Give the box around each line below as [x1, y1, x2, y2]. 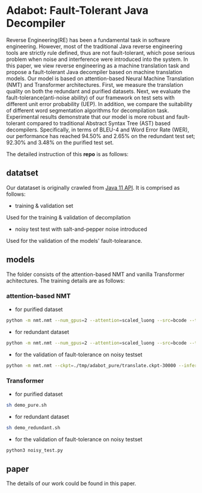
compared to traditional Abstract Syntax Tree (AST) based [26, 119, 171, 127]
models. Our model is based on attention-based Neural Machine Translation [6, 75, 194, 82]
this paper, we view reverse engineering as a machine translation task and [6, 61, 190, 69]
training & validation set [14, 202, 73, 209]
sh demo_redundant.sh [6, 424, 61, 431]
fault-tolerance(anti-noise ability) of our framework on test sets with [6, 94, 175, 101]
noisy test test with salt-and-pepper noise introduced [14, 225, 147, 233]
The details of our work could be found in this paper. [6, 480, 136, 487]
